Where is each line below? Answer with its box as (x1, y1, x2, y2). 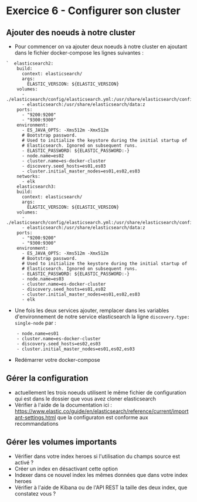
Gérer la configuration (6, 374, 89, 384)
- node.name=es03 (21, 276, 64, 282)
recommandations (14, 420, 59, 427)
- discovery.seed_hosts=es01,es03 (21, 163, 107, 169)
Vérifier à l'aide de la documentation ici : (14, 401, 113, 408)
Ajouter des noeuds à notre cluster (6, 28, 136, 38)
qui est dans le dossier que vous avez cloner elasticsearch (14, 395, 157, 402)
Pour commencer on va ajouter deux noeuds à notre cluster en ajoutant (14, 43, 188, 50)
